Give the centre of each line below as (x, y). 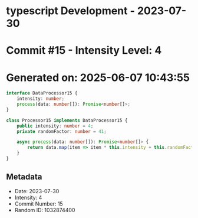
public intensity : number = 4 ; (55, 126)
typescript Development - (71, 11)
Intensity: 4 (28, 197)
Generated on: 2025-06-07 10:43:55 (98, 77)
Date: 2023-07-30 (37, 191)
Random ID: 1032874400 (45, 210)
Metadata (24, 177)
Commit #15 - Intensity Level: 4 (84, 51)
